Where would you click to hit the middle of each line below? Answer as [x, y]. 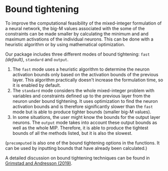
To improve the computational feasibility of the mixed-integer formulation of [83, 23]
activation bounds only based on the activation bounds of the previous [86, 74]
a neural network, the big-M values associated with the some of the [75, 28]
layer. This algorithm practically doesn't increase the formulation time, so [88, 80]
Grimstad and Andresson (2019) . [39, 163]
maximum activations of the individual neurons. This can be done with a [79, 39]
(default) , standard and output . [37, 59]
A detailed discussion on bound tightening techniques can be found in [77, 158]
